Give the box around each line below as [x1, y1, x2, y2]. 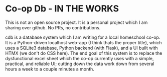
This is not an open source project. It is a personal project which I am [5, 19, 148, 25]
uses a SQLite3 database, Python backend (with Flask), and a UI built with [5, 45, 158, 51]
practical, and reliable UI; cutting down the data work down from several [5, 61, 154, 67]
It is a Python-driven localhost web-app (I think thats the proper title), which [5, 39, 162, 45]
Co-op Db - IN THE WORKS [5, 3, 119, 14]
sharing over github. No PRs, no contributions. [5, 24, 101, 30]
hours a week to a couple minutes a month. [5, 66, 94, 72]
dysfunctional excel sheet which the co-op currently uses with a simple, [5, 55, 154, 61]
